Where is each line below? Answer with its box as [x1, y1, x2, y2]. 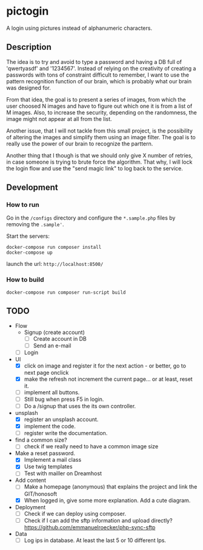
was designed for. [6, 84, 52, 91]
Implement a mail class [24, 456, 82, 464]
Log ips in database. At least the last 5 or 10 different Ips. [24, 537, 167, 544]
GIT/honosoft [24, 490, 58, 497]
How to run [6, 201, 39, 209]
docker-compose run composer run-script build [6, 289, 126, 296]
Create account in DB [33, 335, 87, 342]
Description [6, 42, 52, 52]
